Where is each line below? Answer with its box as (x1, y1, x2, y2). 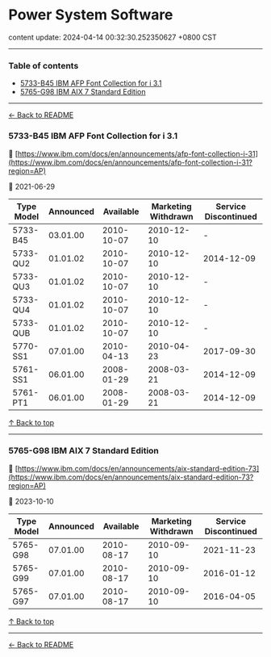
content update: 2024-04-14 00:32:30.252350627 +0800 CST (8, 32, 217, 42)
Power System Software (8, 6, 173, 24)
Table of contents (8, 60, 79, 71)
